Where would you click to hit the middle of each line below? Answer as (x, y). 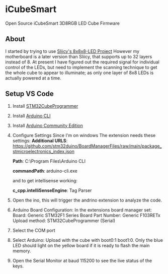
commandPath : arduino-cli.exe (45, 171)
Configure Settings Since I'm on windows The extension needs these (84, 135)
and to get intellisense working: (45, 180)
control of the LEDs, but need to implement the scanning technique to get (81, 67)
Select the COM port (34, 230)
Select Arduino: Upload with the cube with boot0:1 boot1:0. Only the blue (88, 240)
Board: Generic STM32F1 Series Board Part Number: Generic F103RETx (87, 215)
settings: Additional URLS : (40, 141)
